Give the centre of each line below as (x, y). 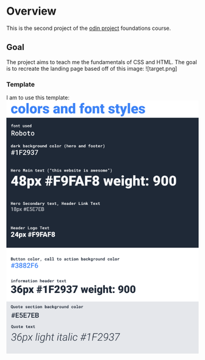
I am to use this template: (38, 98)
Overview (31, 11)
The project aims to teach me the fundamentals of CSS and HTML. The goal (102, 62)
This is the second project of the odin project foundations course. (89, 28)
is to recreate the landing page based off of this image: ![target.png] (92, 68)
